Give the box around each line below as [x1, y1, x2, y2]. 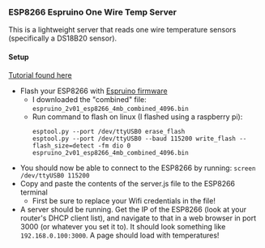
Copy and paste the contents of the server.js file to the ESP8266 [19, 178, 236, 188]
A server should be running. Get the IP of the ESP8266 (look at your [19, 204, 247, 214]
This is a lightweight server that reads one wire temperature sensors [8, 25, 237, 35]
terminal [19, 187, 49, 197]
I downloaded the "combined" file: [32, 94, 147, 104]
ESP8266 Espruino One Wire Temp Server [8, 6, 177, 18]
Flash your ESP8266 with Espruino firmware [19, 86, 168, 96]
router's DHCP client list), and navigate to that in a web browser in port [19, 213, 257, 223]
